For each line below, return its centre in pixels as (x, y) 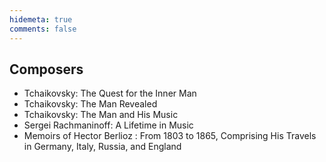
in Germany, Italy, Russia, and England (102, 147)
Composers (46, 69)
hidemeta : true (41, 19)
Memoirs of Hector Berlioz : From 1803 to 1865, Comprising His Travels (170, 136)
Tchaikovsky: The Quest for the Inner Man (110, 93)
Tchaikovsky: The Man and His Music (101, 115)
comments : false (43, 29)
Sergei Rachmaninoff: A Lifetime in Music (108, 125)
